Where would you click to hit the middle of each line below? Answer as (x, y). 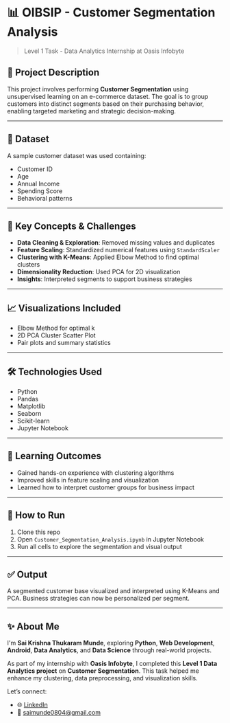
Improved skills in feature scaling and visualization (88, 480)
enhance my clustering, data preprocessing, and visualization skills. (102, 678)
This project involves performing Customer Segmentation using (98, 89)
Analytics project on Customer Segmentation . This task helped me (103, 671)
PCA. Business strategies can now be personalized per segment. (99, 599)
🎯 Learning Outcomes (54, 456)
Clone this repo (38, 532)
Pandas (28, 399)
